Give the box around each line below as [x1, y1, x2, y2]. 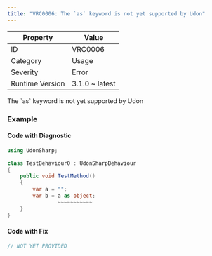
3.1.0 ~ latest [71, 79, 116, 88]
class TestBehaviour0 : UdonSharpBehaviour [7, 159, 137, 167]
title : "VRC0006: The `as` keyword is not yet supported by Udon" [7, 10, 206, 18]
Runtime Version [11, 79, 65, 88]
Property [22, 32, 53, 42]
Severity [11, 67, 39, 77]
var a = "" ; [32, 186, 68, 193]
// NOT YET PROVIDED [7, 243, 68, 250]
